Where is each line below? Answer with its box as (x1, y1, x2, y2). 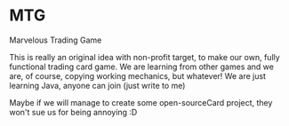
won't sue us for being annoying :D (9, 106, 138, 117)
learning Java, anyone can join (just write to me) (9, 80, 186, 91)
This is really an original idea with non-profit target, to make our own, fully (9, 51, 280, 62)
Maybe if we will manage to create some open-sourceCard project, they (9, 97, 273, 107)
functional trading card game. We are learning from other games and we (9, 61, 274, 72)
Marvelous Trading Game (9, 35, 102, 45)
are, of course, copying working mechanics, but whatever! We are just (9, 70, 267, 81)
